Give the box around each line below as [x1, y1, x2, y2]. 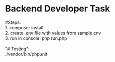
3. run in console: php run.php [5, 35, 67, 41]
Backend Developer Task [5, 3, 111, 14]
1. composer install [5, 24, 44, 30]
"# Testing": [5, 46, 30, 52]
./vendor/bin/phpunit [5, 51, 48, 57]
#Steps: [5, 19, 21, 25]
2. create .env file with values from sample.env [5, 30, 101, 36]
